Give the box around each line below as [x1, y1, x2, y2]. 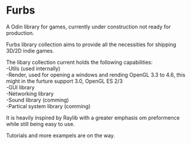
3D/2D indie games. [6, 47, 54, 54]
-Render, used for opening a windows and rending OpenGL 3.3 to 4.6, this [6, 71, 186, 78]
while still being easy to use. [6, 120, 75, 127]
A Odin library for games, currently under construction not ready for [6, 23, 171, 30]
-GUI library [6, 83, 35, 91]
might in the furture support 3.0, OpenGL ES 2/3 [6, 78, 123, 85]
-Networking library [6, 90, 54, 97]
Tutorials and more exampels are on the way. [6, 131, 115, 139]
